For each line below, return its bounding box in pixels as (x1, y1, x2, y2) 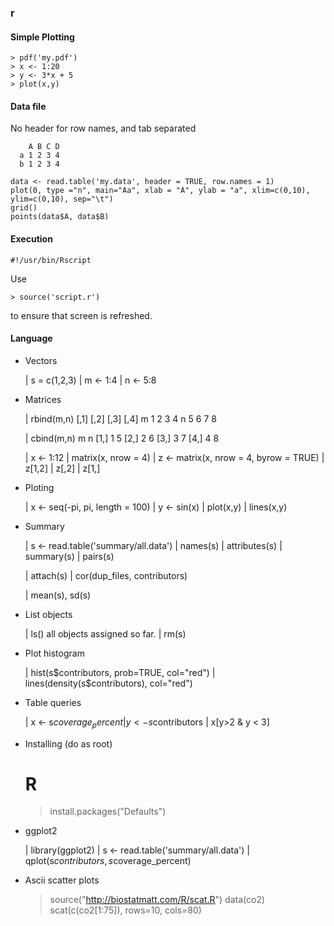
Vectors (24, 354, 58, 366)
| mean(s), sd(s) (24, 589, 92, 601)
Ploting (24, 481, 55, 493)
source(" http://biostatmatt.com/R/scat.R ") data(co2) (49, 894, 266, 906)
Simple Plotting (10, 31, 75, 43)
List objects (24, 608, 73, 620)
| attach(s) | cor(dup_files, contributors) (24, 569, 188, 581)
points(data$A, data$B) (10, 212, 110, 222)
